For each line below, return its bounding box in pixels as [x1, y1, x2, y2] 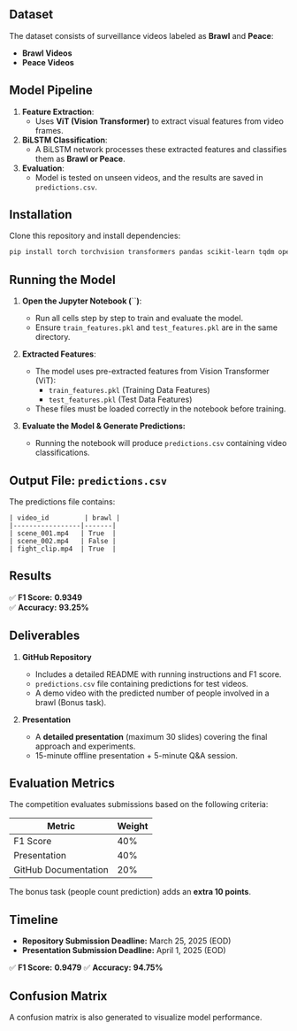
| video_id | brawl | [9, 513, 121, 522]
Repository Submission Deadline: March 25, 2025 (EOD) [21, 935, 232, 946]
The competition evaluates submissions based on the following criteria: [9, 799, 269, 810]
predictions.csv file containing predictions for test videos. [34, 678, 249, 689]
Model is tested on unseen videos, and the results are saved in [34, 172, 263, 182]
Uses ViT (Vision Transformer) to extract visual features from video [34, 115, 285, 127]
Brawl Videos [21, 48, 72, 58]
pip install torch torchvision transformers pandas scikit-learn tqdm [9, 248, 275, 257]
